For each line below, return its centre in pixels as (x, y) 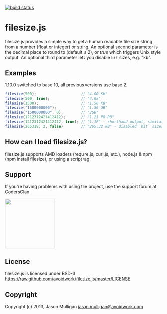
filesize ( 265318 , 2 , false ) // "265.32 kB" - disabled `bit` (78, 126)
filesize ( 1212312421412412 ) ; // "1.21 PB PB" (60, 117)
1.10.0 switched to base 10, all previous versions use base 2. (66, 85)
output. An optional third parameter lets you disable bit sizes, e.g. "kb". (78, 57)
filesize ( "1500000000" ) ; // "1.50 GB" (56, 108)
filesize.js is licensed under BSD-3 (40, 274)
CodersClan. (18, 192)
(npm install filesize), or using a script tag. (48, 159)
